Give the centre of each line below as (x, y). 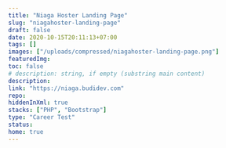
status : (21, 125)
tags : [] (22, 45)
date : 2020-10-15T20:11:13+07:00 (63, 37)
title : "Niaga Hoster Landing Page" (68, 15)
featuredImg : (29, 60)
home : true (26, 132)
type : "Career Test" (42, 117)
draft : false (29, 30)
